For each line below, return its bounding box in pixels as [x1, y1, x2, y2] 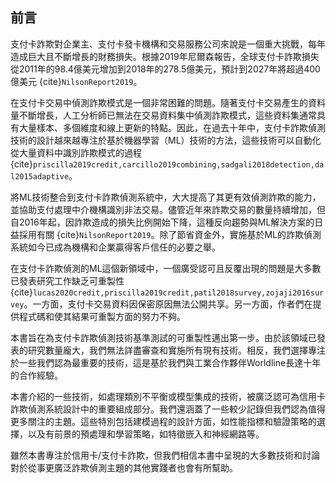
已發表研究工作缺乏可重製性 [10, 274, 125, 287]
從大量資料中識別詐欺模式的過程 [10, 146, 142, 158]
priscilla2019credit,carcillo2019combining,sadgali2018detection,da [32, 159, 325, 170]
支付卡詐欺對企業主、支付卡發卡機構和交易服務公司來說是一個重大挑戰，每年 [10, 38, 326, 50]
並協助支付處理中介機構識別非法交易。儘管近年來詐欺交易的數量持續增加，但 [10, 203, 326, 215]
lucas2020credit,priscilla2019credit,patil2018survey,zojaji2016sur [32, 288, 325, 298]
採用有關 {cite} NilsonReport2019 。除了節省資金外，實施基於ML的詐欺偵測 [18, 228, 322, 240]
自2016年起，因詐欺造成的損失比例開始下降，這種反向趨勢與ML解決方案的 [10, 216, 315, 228]
